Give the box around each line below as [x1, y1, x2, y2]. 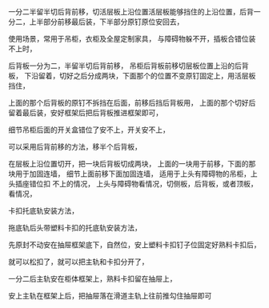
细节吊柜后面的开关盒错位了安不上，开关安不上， [8, 125, 170, 134]
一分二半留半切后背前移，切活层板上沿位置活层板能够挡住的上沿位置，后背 [8, 7, 254, 16]
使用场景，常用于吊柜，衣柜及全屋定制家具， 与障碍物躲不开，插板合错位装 [8, 34, 256, 43]
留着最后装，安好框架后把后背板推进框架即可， [8, 108, 163, 118]
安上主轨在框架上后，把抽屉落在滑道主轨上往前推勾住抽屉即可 [8, 291, 212, 300]
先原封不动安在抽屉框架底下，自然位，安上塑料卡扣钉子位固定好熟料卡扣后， [8, 240, 261, 250]
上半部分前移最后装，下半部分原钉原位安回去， [29, 17, 184, 26]
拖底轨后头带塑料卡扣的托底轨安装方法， [8, 223, 142, 232]
